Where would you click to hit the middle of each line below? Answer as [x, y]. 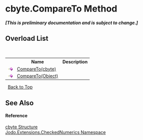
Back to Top [20, 87]
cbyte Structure [21, 127]
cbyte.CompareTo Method [61, 9]
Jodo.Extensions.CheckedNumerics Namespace [56, 132]
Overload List [27, 39]
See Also [19, 103]
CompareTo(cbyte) [37, 69]
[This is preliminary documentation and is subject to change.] [71, 23]
